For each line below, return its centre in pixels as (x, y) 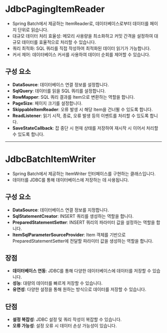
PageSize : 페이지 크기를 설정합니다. (47, 103)
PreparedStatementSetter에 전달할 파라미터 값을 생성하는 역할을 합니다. (83, 241)
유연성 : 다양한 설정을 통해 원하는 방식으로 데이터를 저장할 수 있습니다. (79, 289)
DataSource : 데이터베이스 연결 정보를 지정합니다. (61, 210)
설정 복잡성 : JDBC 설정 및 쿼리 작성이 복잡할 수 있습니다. (67, 320)
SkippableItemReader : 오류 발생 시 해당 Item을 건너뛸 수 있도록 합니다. (83, 109)
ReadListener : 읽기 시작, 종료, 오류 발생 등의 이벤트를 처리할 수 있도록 (81, 116)
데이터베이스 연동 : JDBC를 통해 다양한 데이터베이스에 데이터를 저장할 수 (82, 271)
